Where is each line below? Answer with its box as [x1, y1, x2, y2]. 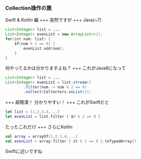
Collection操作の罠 [5, 4, 52, 11]
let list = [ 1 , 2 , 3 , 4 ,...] [5, 109, 60, 114]
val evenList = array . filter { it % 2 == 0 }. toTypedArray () [5, 138, 137, 144]
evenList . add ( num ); [23, 46, 65, 51]
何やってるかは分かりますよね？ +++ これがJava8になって [5, 65, 126, 71]
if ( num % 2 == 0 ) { [14, 41, 56, 46]
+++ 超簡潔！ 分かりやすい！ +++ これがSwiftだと [5, 99, 110, 105]
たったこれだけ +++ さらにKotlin [5, 124, 73, 130]
